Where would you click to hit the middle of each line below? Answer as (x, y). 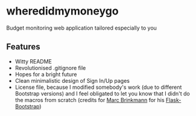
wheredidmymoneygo (62, 11)
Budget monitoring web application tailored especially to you (81, 28)
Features (23, 47)
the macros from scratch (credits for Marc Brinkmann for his (90, 100)
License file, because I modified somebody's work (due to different (98, 87)
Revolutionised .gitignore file (50, 68)
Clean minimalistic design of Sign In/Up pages (72, 80)
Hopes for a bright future (46, 74)
